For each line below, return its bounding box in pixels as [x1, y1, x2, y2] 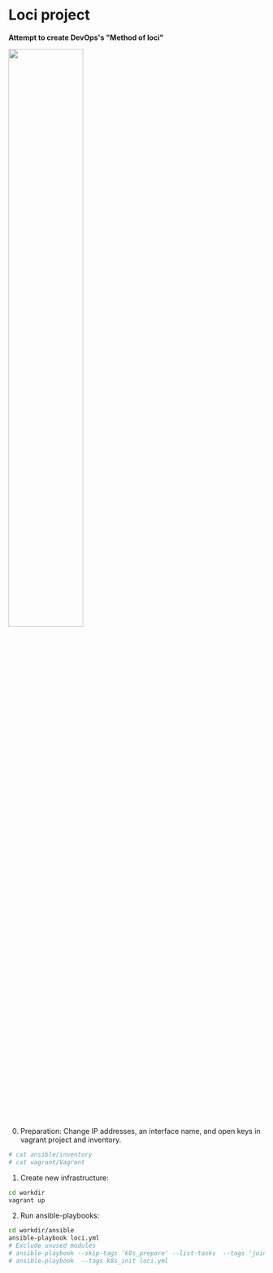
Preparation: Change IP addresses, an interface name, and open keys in [19, 1126, 262, 1136]
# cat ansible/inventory [8, 1150, 93, 1158]
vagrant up [8, 1196, 45, 1205]
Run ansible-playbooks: [19, 1210, 100, 1221]
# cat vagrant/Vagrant [8, 1157, 85, 1166]
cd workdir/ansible [8, 1227, 75, 1235]
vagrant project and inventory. [19, 1135, 122, 1144]
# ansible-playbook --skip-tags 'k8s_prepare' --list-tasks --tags [8, 1249, 245, 1258]
